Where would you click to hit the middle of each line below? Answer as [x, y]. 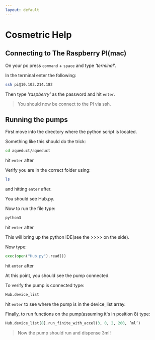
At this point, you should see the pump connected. [57, 276]
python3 [13, 218]
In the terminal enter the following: [41, 75]
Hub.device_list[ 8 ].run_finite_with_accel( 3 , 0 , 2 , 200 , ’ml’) [73, 323]
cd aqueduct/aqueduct [28, 151]
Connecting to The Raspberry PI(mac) [66, 53]
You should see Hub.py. [30, 199]
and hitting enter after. [28, 189]
